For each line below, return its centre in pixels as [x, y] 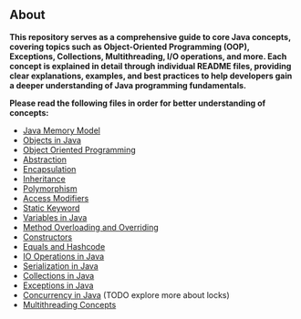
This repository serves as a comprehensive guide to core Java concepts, [150, 36]
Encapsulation [49, 169]
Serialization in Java [60, 266]
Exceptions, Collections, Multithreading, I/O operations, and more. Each [148, 56]
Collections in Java [58, 275]
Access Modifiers [56, 198]
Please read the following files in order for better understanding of [138, 103]
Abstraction [44, 159]
